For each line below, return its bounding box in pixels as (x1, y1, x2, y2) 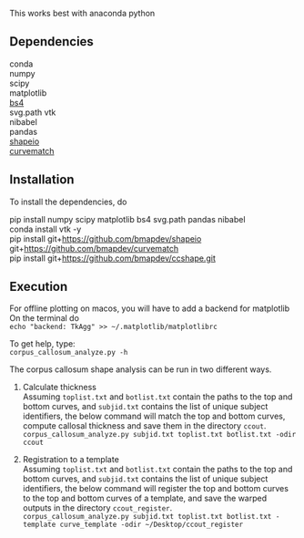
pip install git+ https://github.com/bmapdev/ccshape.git (9, 253, 216, 264)
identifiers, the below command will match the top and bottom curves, (22, 410, 286, 422)
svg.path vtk (9, 107, 56, 118)
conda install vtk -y (9, 223, 82, 234)
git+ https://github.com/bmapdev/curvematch (9, 243, 179, 253)
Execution (9, 279, 68, 295)
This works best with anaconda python (9, 8, 156, 18)
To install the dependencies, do (9, 196, 127, 207)
